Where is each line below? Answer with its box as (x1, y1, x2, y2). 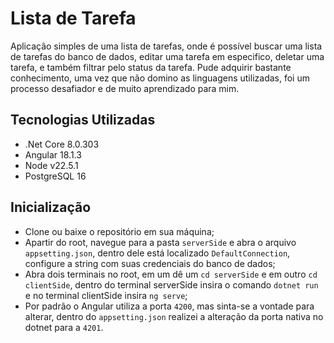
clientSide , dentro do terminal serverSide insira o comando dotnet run (24, 278, 319, 291)
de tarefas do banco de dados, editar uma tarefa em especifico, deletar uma (10, 50, 325, 62)
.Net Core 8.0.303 (24, 138, 100, 150)
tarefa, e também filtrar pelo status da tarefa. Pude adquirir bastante (10, 61, 292, 73)
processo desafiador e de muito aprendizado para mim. (10, 82, 240, 94)
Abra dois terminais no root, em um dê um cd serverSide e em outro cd (24, 268, 318, 280)
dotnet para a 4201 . (24, 321, 104, 333)
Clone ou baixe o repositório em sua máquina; (24, 225, 215, 237)
